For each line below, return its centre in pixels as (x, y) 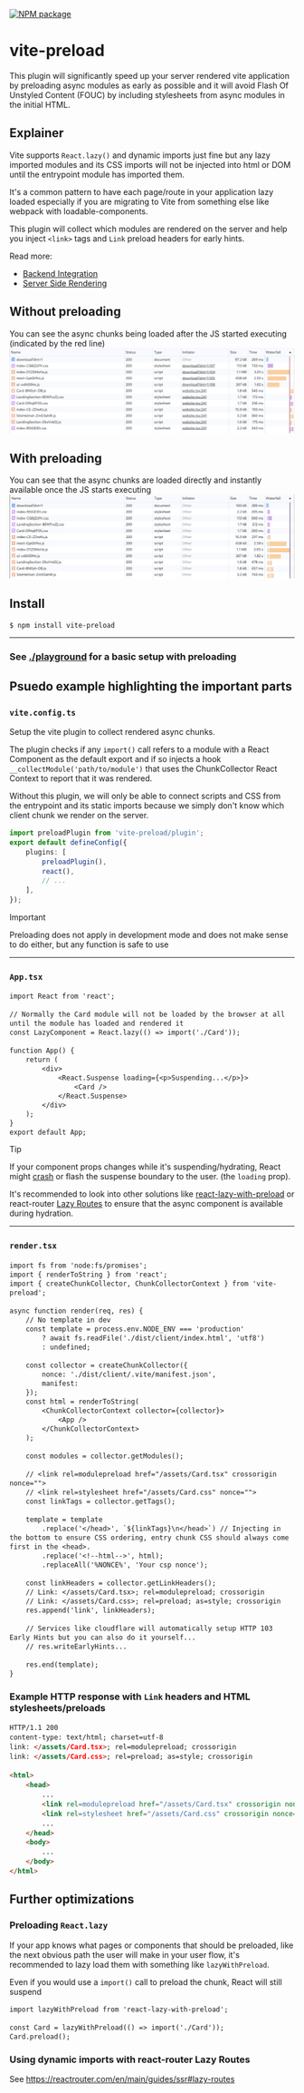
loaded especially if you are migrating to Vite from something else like (139, 201)
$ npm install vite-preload (62, 626)
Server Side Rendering (65, 283)
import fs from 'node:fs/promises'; (78, 1266)
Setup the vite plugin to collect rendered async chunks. (112, 732)
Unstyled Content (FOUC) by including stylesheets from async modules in (147, 94)
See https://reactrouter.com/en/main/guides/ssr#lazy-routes (122, 2078)
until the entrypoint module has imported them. (97, 174)
